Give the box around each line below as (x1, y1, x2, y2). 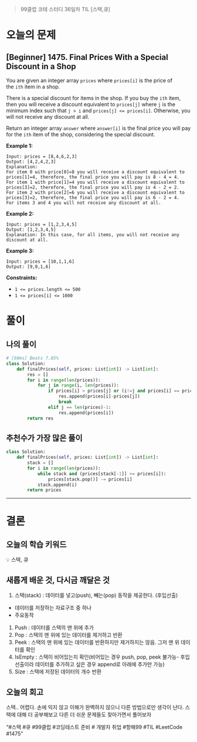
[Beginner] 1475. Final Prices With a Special (6, 52, 168, 62)
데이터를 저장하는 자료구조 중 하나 (14, 605, 92, 612)
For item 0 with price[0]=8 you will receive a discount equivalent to (6, 169, 185, 175)
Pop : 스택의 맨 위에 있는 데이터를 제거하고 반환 (14, 632, 123, 639)
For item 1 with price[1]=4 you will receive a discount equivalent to (6, 179, 185, 185)
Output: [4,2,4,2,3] (6, 159, 57, 164)
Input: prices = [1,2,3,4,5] (6, 221, 77, 227)
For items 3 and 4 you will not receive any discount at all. (6, 200, 161, 206)
